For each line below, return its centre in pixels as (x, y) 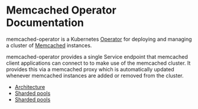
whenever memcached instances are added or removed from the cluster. (95, 75)
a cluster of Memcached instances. (49, 45)
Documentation (45, 23)
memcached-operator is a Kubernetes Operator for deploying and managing (99, 39)
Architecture (30, 87)
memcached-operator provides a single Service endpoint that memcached (97, 57)
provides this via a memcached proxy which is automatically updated (90, 69)
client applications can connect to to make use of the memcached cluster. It (98, 63)
